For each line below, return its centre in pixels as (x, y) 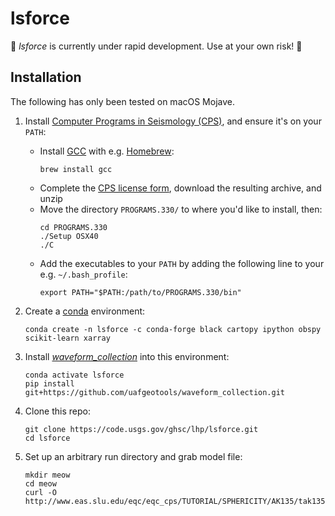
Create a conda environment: (85, 311)
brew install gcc (76, 169)
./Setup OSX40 (69, 236)
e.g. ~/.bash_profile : (83, 274)
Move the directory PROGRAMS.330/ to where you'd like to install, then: (181, 209)
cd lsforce (47, 438)
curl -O (40, 492)
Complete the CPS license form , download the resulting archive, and (180, 188)
